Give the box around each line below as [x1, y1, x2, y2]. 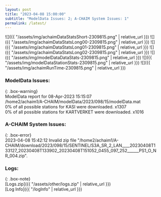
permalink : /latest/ [5, 20, 47, 26]
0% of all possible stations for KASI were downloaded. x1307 [5, 104, 127, 109]
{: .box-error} [5, 132, 32, 138]
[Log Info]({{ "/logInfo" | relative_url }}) [5, 186, 82, 192]
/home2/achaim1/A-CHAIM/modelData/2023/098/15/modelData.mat [5, 98, 141, 105]
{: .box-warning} [5, 88, 38, 94]
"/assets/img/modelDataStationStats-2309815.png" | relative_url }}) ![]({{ [5, 60, 150, 66]
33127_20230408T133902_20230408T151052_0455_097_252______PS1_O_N [5, 147, 157, 153]
